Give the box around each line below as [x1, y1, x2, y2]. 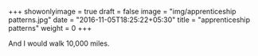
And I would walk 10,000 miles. [8, 39, 110, 48]
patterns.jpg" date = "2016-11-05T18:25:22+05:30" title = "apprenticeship [8, 15, 251, 24]
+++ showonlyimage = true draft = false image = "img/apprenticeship [8, 7, 236, 16]
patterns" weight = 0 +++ [8, 24, 92, 32]
